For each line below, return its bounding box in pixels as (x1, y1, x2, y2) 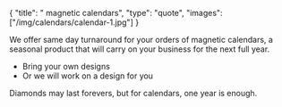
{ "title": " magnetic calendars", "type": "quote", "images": (9, 8, 223, 18)
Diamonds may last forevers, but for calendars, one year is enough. (9, 88, 258, 98)
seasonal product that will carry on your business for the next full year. (9, 44, 270, 54)
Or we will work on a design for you (21, 70, 154, 81)
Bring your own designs (21, 62, 110, 71)
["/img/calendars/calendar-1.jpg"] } (9, 17, 140, 28)
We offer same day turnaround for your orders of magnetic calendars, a (9, 35, 273, 45)
